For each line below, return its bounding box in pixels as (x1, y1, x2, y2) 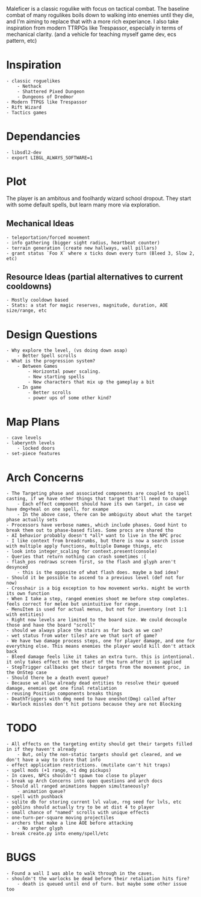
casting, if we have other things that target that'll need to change (6, 496, 187, 502)
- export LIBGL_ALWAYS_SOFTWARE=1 (6, 155, 93, 161)
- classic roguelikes (6, 78, 61, 84)
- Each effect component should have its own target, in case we (17, 501, 185, 507)
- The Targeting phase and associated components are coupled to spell (6, 491, 190, 497)
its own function (6, 591, 50, 597)
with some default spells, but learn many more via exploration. (6, 201, 161, 208)
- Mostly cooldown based (6, 297, 69, 303)
